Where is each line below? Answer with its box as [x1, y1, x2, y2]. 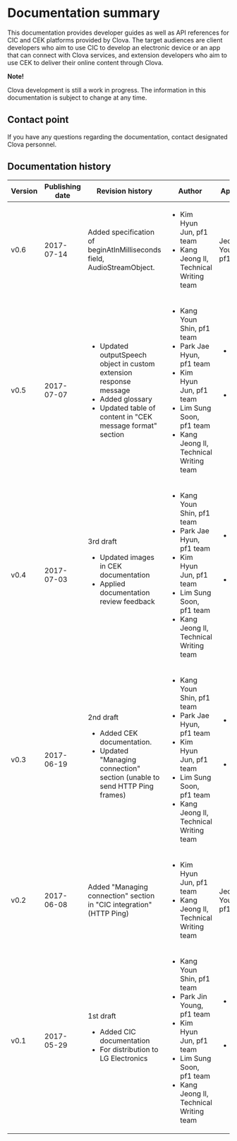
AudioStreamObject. [87, 262, 155, 272]
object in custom [99, 358, 155, 368]
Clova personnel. [7, 140, 57, 148]
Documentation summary [7, 5, 160, 21]
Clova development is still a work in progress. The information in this [7, 86, 207, 94]
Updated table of [99, 403, 156, 413]
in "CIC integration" [87, 899, 152, 909]
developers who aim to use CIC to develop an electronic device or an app [7, 43, 221, 52]
